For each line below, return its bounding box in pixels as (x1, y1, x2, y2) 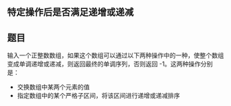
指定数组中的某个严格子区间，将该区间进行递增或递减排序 (16, 92, 180, 100)
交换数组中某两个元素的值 (16, 83, 90, 91)
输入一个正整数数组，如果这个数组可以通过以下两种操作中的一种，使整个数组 (7, 51, 224, 59)
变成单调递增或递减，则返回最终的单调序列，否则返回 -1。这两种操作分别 (7, 60, 213, 68)
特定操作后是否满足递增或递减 (7, 6, 134, 18)
